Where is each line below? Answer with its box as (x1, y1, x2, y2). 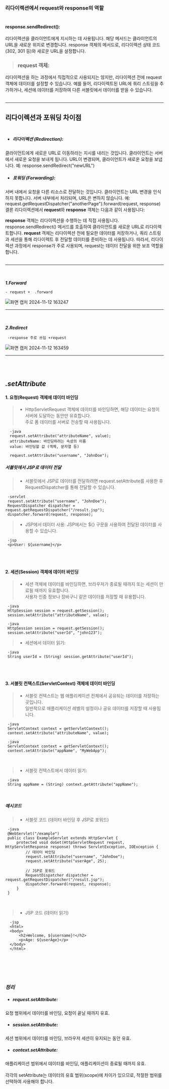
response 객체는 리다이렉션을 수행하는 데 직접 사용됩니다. (5, 217, 119, 223)
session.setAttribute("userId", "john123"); (7, 630, 102, 635)
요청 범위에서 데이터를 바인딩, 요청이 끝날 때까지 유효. (5, 1010, 110, 1016)
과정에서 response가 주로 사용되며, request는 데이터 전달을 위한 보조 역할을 (14, 242, 163, 248)
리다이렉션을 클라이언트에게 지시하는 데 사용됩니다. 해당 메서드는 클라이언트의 (5, 35, 157, 41)
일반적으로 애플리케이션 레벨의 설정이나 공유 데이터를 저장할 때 (25, 705, 147, 711)
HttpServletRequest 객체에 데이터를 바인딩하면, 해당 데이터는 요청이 (25, 406, 160, 412)
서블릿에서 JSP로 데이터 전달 (5, 464, 62, 470)
